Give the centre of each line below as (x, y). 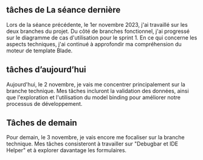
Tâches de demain (42, 123)
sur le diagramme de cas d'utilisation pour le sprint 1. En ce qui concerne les (102, 37)
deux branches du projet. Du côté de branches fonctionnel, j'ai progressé (98, 31)
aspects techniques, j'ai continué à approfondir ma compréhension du (94, 44)
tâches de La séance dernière (64, 10)
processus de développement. (44, 103)
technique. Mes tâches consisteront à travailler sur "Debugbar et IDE (92, 144)
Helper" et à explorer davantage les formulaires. (66, 150)
